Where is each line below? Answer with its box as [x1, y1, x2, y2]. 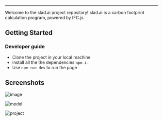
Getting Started [5, 29, 53, 37]
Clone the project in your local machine [12, 54, 91, 60]
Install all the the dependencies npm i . [12, 59, 88, 65]
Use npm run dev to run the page [12, 64, 78, 70]
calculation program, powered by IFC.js [5, 15, 84, 20]
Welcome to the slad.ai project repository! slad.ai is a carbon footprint [5, 10, 145, 15]
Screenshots [5, 78, 45, 87]
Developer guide [5, 43, 45, 50]
